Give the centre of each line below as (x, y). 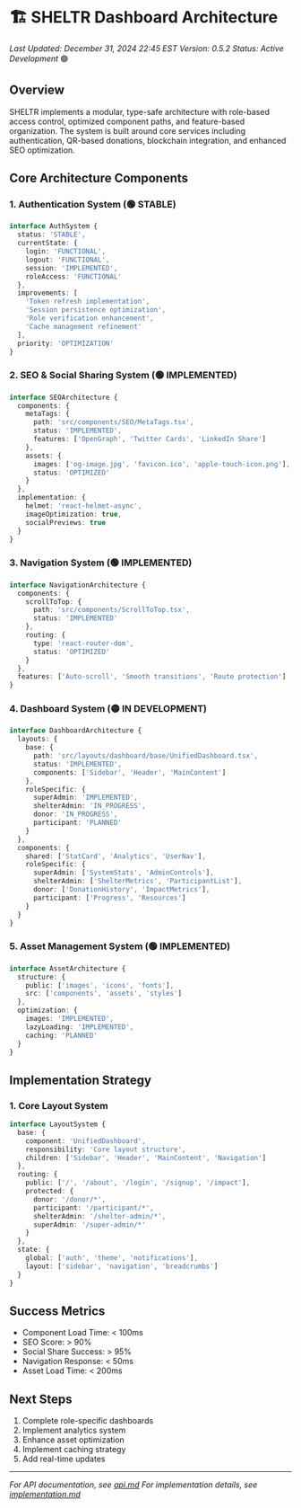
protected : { (50, 1192)
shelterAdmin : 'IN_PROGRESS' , (89, 806)
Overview (37, 90)
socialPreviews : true (65, 522)
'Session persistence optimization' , (96, 310)
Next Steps (41, 1399)
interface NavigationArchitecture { (77, 585)
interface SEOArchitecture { (64, 397)
